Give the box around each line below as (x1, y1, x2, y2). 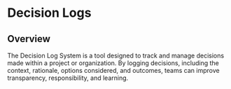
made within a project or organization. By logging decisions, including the (7, 59, 219, 67)
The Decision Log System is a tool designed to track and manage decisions (7, 51, 225, 60)
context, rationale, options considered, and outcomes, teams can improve (7, 67, 220, 74)
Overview (7, 33, 51, 45)
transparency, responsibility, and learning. (7, 74, 129, 82)
